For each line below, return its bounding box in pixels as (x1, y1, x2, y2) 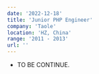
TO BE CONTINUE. (16, 61, 70, 69)
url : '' (7, 42, 29, 49)
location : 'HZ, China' (7, 29, 72, 36)
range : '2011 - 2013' (7, 36, 69, 42)
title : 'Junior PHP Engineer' (7, 16, 94, 23)
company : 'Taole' (7, 23, 57, 29)
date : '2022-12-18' (7, 10, 63, 17)
